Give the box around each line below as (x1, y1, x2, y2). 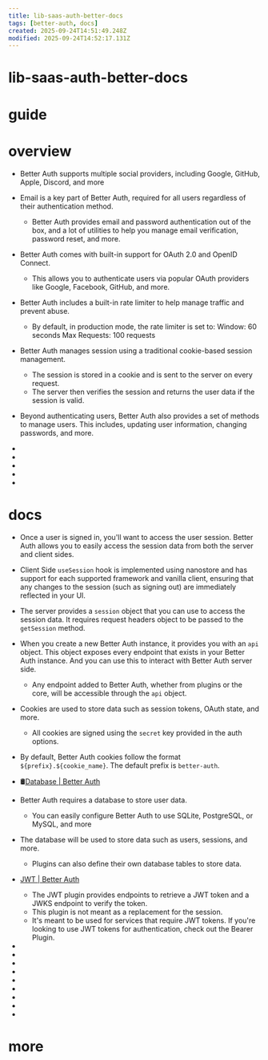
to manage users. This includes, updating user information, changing (19, 419, 247, 429)
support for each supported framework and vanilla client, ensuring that (19, 573, 254, 583)
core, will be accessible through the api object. (31, 688, 187, 698)
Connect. (19, 258, 50, 267)
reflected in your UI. (19, 591, 86, 600)
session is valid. (31, 395, 85, 405)
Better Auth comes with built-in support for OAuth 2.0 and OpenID (19, 250, 238, 259)
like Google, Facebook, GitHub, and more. (31, 282, 170, 291)
